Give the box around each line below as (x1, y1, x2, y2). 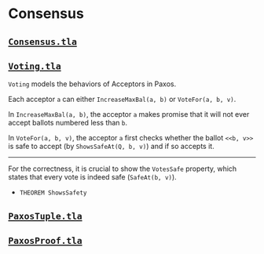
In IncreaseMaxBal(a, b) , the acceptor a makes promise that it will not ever (8, 110, 250, 119)
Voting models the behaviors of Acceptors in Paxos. (8, 79, 177, 89)
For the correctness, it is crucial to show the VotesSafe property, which (8, 164, 237, 173)
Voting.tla (8, 60, 61, 71)
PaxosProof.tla (8, 235, 82, 247)
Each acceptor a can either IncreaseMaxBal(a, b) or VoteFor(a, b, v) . (8, 95, 236, 104)
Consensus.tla (8, 36, 77, 47)
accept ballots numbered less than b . (8, 118, 128, 128)
